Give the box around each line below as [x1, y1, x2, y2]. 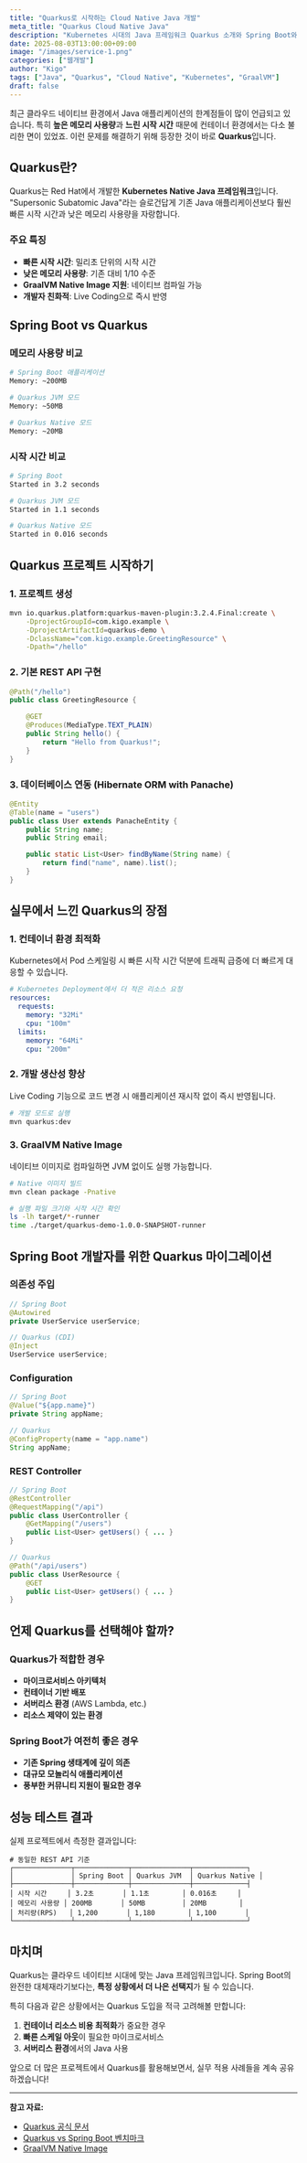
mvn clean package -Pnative [9, 1187, 117, 1196]
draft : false [9, 81, 59, 91]
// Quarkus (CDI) [9, 1333, 76, 1343]
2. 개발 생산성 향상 [9, 1067, 86, 1080]
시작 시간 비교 [9, 450, 67, 463]
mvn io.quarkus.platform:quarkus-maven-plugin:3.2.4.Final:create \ [9, 608, 276, 617]
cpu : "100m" [26, 1019, 71, 1028]
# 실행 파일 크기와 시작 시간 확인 [9, 1204, 121, 1213]
